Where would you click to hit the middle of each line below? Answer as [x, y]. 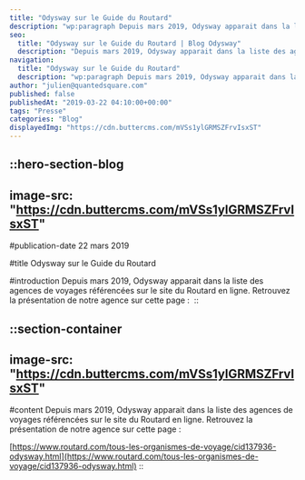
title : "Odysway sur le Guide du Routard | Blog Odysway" [130, 43]
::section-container [66, 329]
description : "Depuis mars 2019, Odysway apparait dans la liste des [152, 52]
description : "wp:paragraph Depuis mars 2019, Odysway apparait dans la [150, 26]
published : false [42, 94]
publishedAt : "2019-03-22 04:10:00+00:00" [91, 102]
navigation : [32, 60]
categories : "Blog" [46, 119]
